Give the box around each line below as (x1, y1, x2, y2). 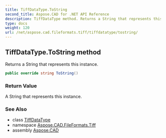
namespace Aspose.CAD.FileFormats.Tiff (12, 122, 96, 128)
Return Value (5, 82, 37, 89)
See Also (5, 106, 27, 112)
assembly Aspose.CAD (12, 127, 59, 133)
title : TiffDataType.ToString (5, 7, 68, 12)
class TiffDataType (12, 117, 51, 123)
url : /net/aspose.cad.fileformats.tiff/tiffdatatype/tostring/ (5, 30, 138, 35)
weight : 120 (5, 26, 30, 30)
